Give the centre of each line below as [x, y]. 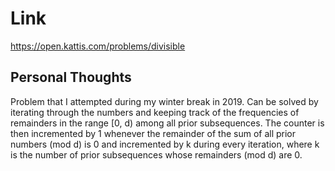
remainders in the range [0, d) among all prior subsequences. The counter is [167, 123]
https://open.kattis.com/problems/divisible [98, 46]
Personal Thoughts [71, 77]
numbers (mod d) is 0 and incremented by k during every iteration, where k [165, 144]
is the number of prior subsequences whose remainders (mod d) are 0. [156, 154]
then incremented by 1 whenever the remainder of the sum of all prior [153, 133]
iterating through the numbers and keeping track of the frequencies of [155, 112]
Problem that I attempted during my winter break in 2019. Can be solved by [164, 101]
